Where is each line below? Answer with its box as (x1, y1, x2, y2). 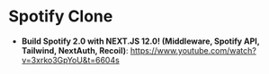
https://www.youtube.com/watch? (130, 45, 257, 55)
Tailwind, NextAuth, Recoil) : (21, 45, 129, 55)
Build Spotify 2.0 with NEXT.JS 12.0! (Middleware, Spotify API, (21, 36, 260, 46)
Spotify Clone (8, 6, 113, 27)
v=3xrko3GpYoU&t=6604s (21, 54, 121, 65)
